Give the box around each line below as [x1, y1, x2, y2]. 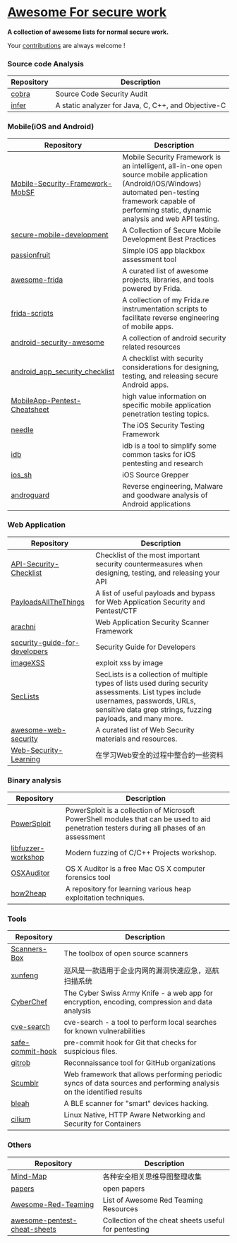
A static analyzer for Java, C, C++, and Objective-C [55, 100, 226, 110]
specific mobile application [122, 400, 212, 410]
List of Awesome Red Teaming [102, 1195, 203, 1205]
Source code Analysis [7, 59, 85, 69]
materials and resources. [95, 734, 178, 744]
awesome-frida [11, 275, 63, 285]
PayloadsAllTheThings [11, 597, 85, 607]
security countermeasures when [95, 559, 203, 569]
